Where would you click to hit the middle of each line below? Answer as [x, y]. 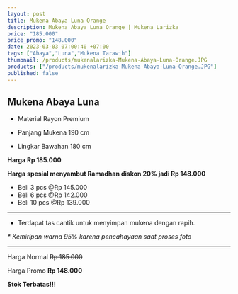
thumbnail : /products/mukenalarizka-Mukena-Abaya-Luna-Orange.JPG [107, 60]
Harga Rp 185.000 [34, 160]
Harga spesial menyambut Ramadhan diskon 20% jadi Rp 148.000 [107, 174]
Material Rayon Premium [53, 119]
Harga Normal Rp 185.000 [45, 257]
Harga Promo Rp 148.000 [45, 271]
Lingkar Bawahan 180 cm [54, 147]
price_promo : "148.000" [42, 40]
